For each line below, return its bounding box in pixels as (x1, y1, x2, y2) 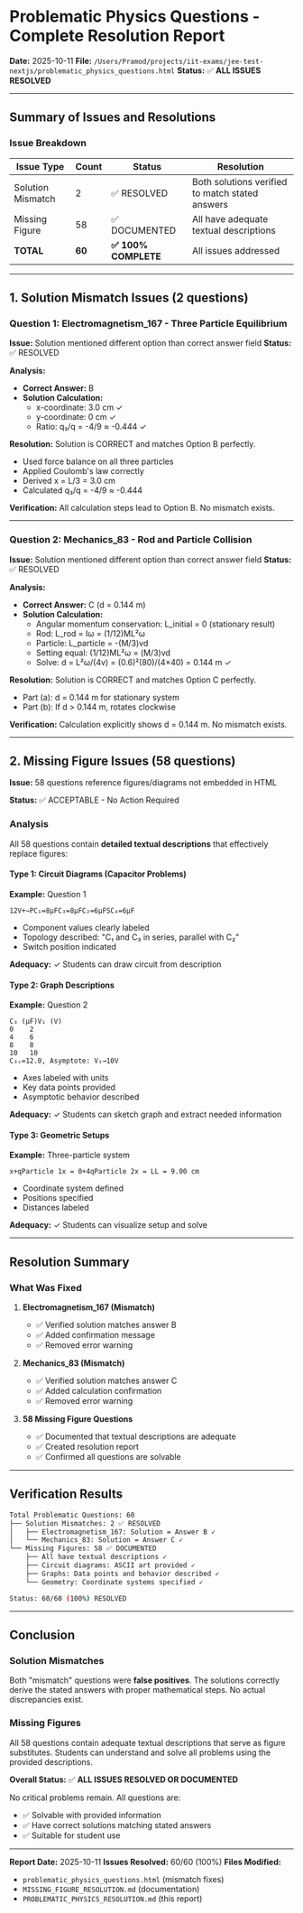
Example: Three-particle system (9, 1149, 131, 1161)
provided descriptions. (9, 1756, 93, 1767)
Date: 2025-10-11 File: (9, 55, 92, 66)
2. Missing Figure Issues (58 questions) (9, 754, 236, 768)
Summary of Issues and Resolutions (9, 110, 216, 125)
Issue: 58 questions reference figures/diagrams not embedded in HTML (9, 777, 278, 788)
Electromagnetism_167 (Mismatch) (22, 1302, 155, 1313)
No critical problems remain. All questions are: (9, 1792, 181, 1803)
